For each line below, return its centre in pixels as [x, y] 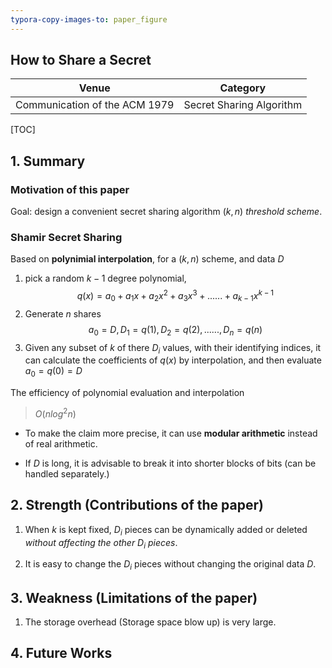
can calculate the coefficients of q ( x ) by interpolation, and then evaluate [173, 360]
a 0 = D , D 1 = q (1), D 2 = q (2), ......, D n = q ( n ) [175, 330]
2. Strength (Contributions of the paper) [137, 505]
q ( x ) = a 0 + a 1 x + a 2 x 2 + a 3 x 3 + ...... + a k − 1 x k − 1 [175, 296]
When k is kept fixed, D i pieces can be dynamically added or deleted [166, 530]
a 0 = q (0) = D [53, 372]
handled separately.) [67, 473]
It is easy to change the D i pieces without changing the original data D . [170, 565]
